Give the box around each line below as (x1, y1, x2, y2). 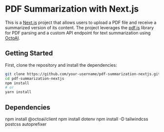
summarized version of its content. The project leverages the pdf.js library (5, 24, 154, 30)
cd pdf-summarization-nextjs (5, 76, 64, 81)
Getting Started (5, 49, 53, 57)
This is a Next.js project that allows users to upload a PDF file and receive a (5, 19, 157, 25)
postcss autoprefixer (5, 121, 47, 127)
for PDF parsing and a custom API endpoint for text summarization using (5, 30, 151, 36)
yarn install (5, 90, 32, 94)
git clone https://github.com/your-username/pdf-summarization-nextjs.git (5, 72, 161, 76)
